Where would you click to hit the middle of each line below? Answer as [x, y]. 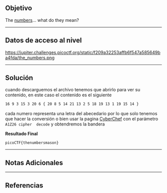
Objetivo [19, 8]
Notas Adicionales [34, 162]
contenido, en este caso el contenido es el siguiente [58, 95]
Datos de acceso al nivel [43, 40]
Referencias [24, 185]
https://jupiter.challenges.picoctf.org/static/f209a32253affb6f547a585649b [83, 52]
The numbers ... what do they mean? [42, 20]
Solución [19, 78]
